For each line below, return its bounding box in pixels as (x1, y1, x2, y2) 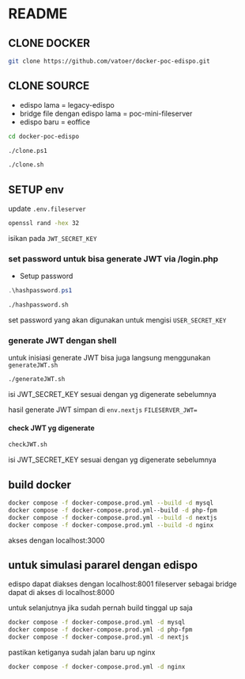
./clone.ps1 (8, 147, 47, 154)
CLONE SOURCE (8, 79, 90, 93)
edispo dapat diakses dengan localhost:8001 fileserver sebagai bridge (8, 579, 237, 589)
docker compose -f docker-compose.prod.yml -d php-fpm (8, 626, 193, 634)
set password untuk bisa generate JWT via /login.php (8, 253, 219, 264)
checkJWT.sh (8, 441, 47, 448)
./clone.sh (8, 161, 44, 169)
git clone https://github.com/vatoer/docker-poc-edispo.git (8, 57, 211, 65)
